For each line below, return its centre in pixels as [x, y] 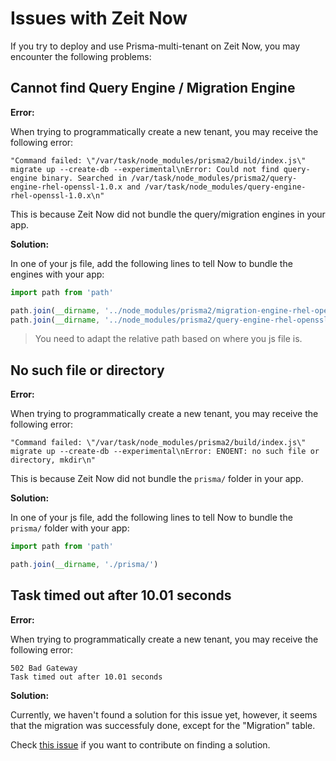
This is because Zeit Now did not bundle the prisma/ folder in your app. [157, 479]
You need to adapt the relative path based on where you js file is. [168, 339]
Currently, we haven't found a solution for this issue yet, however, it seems [164, 714]
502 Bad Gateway [44, 668]
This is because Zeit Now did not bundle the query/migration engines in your [168, 214]
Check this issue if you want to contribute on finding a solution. [140, 744]
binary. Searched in [84, 178]
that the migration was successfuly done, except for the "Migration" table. [163, 725]
